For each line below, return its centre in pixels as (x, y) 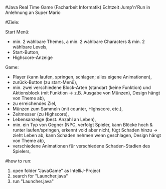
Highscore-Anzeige (33, 57)
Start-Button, (26, 52)
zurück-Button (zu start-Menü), (45, 82)
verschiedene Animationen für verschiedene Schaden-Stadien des (81, 146)
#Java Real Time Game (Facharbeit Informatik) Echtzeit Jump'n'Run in (78, 7)
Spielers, (22, 151)
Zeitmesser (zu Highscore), (41, 114)
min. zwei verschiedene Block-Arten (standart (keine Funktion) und (82, 87)
